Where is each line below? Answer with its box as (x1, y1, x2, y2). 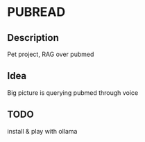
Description (7, 32, 59, 44)
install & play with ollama (7, 127, 78, 135)
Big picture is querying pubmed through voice (7, 88, 139, 97)
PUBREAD (7, 4, 66, 20)
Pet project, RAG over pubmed (7, 50, 94, 58)
